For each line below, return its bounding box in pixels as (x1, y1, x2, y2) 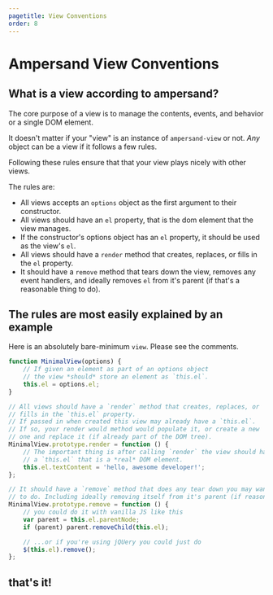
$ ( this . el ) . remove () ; (23, 545, 96, 553)
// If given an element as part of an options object (23, 365, 209, 374)
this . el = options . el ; (23, 380, 100, 388)
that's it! (8, 575, 52, 589)
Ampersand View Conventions (8, 55, 219, 73)
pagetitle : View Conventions (8, 11, 107, 20)
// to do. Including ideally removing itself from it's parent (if (8, 493, 242, 501)
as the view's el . (19, 241, 76, 251)
